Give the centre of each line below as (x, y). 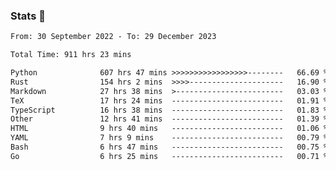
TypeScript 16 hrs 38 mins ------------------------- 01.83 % (169, 110)
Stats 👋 (28, 16)
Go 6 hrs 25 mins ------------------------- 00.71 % (169, 156)
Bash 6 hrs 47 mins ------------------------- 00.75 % (169, 147)
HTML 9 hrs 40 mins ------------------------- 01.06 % (169, 129)
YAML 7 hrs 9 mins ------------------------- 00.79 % (169, 138)
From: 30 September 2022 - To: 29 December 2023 (113, 37)
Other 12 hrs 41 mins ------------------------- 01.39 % (169, 119)
